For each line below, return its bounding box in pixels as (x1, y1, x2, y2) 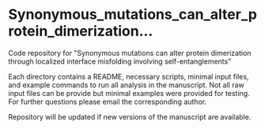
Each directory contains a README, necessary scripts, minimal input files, (8, 72, 249, 81)
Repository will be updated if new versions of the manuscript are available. (8, 112, 252, 121)
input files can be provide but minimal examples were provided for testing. (8, 88, 251, 98)
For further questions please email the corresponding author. (8, 97, 207, 106)
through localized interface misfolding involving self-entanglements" (8, 57, 232, 66)
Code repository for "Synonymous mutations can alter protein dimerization (8, 48, 252, 57)
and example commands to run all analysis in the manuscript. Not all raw (8, 80, 244, 90)
